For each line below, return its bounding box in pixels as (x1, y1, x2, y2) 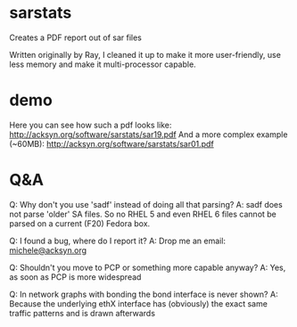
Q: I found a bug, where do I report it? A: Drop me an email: (9, 235, 226, 246)
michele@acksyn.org (9, 244, 87, 256)
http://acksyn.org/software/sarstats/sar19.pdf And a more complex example (9, 128, 288, 140)
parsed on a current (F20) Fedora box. (9, 217, 151, 229)
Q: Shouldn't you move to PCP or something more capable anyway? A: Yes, (9, 262, 286, 273)
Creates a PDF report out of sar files (9, 32, 143, 43)
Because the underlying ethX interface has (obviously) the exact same (9, 298, 268, 309)
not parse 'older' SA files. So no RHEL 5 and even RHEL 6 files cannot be (9, 208, 276, 219)
